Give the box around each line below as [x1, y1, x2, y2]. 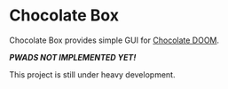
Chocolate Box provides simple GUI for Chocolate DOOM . [9, 35, 220, 45]
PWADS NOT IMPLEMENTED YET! [9, 52, 137, 62]
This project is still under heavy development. [9, 69, 176, 80]
